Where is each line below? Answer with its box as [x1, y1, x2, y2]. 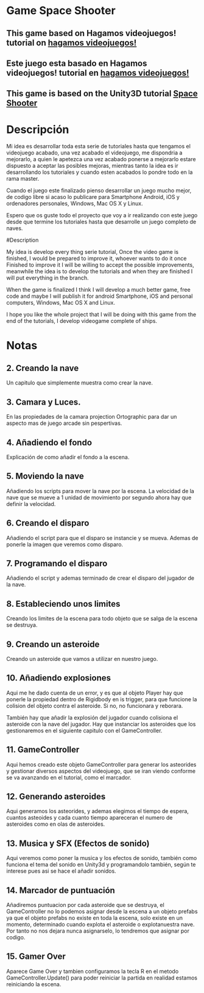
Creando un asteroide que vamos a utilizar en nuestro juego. [6, 655, 158, 662]
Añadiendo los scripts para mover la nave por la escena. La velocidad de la [6, 487, 195, 494]
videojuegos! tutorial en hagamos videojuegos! [6, 68, 189, 78]
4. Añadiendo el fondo [6, 437, 93, 447]
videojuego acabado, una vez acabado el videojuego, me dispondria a [6, 149, 183, 156]
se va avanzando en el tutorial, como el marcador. [6, 773, 132, 781]
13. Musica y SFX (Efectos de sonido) [6, 838, 150, 848]
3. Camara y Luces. [6, 397, 81, 407]
